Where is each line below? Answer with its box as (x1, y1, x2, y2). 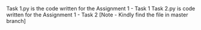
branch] (6, 18, 26, 24)
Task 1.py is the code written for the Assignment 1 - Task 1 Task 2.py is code (6, 5, 196, 12)
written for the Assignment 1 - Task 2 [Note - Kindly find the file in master (6, 11, 188, 18)
